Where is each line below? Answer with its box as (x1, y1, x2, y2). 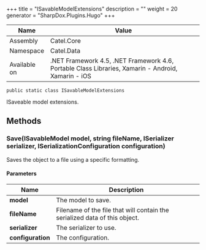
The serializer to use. (56, 223, 116, 232)
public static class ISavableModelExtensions (6, 88, 124, 94)
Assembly (9, 37, 39, 45)
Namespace (9, 47, 45, 55)
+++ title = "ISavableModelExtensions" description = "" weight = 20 (6, 6, 178, 12)
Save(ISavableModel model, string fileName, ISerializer (6, 134, 175, 143)
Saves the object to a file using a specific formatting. (6, 156, 140, 163)
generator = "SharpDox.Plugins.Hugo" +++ (6, 12, 115, 19)
